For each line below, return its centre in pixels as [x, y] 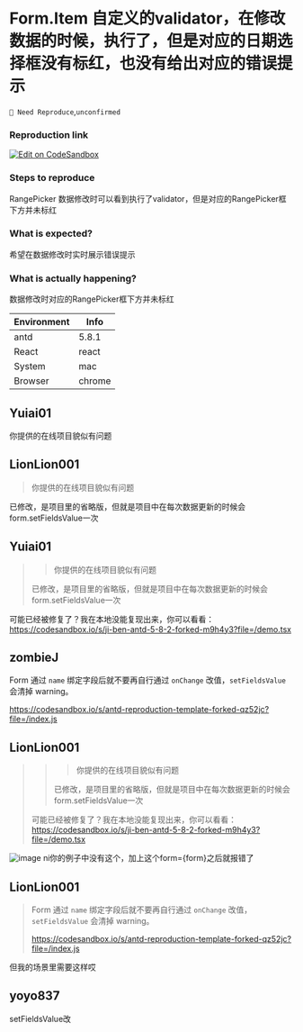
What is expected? [51, 233]
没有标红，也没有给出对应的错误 [159, 63]
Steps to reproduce [52, 178]
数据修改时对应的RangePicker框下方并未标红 [92, 299]
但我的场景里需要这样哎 [53, 967]
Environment [42, 322]
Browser [31, 381]
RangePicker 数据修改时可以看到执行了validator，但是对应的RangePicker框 [148, 198]
